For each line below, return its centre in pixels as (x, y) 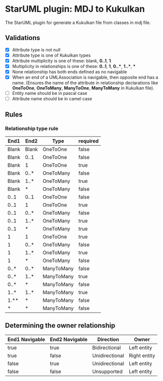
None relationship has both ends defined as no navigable (70, 72)
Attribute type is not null (36, 49)
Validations (23, 38)
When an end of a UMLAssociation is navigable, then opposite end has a (85, 77)
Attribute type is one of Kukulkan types (51, 55)
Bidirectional (106, 347)
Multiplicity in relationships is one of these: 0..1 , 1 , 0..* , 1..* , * (74, 66)
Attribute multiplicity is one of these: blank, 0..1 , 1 (61, 61)
